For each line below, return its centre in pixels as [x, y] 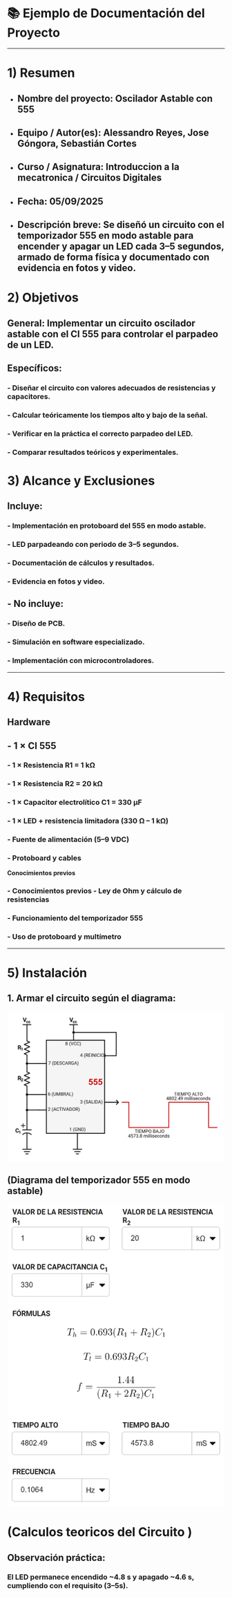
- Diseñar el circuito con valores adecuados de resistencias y [112, 388]
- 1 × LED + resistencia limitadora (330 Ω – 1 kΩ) [88, 821]
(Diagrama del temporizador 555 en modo [99, 1180]
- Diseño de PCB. [36, 624]
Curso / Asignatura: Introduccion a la [98, 167]
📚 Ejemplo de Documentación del [106, 13]
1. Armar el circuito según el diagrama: [91, 999]
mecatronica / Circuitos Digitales [89, 178]
